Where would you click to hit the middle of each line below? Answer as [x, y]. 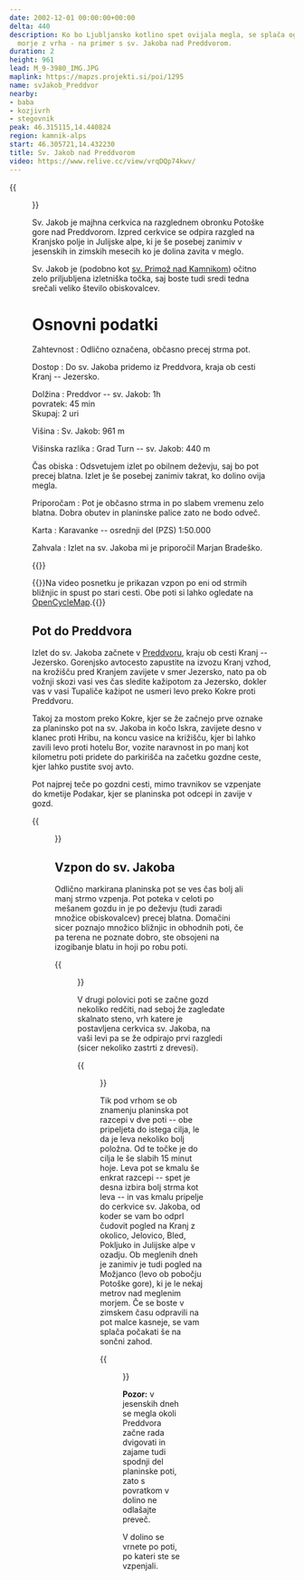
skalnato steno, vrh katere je [130, 1019]
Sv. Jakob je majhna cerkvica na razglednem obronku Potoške [148, 222]
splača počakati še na [141, 1332]
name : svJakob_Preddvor [54, 85]
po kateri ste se [152, 1556]
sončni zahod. [126, 1341]
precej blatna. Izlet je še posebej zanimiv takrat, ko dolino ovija [149, 476]
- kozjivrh [30, 111]
